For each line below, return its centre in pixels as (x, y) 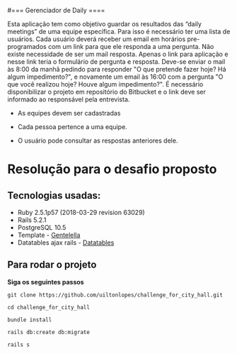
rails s (19, 344)
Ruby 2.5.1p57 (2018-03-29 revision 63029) (81, 212)
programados (27, 46)
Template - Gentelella (49, 235)
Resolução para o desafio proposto (112, 169)
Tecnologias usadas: (54, 195)
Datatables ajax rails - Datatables (66, 243)
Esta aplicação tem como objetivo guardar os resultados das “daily (104, 24)
